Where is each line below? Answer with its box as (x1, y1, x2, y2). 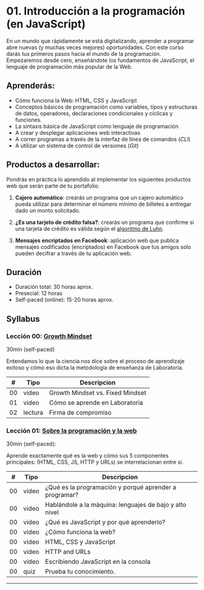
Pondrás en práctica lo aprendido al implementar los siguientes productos (6, 175, 191, 183)
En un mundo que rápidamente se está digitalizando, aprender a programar (6, 37, 194, 44)
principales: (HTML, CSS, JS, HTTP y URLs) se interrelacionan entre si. (6, 458, 184, 466)
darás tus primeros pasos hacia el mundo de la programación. (6, 50, 161, 57)
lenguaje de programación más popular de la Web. (6, 63, 132, 70)
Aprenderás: (6, 81, 55, 91)
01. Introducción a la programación (6, 4, 185, 18)
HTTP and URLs (45, 548, 91, 556)
